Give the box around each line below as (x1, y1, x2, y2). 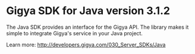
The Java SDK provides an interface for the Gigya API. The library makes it (6, 23, 189, 31)
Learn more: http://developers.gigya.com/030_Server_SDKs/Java (6, 41, 166, 48)
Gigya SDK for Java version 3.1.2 (6, 4, 171, 18)
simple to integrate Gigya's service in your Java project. (6, 29, 143, 36)
